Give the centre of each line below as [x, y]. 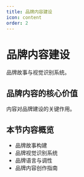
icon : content [24, 17]
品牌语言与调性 [34, 160]
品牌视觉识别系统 [36, 153]
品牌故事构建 [31, 145]
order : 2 [17, 23]
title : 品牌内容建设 [29, 12]
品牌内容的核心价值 [42, 93]
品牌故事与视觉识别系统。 [38, 72]
